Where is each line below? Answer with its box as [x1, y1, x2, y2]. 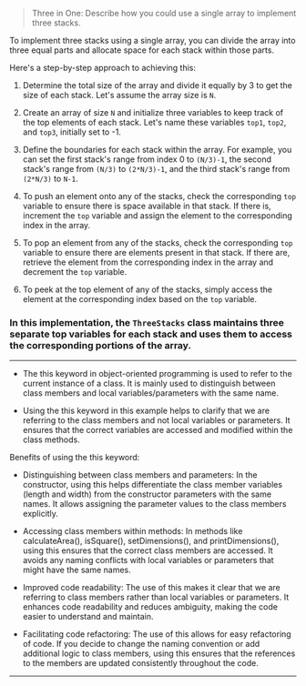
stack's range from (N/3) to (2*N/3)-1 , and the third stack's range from [22, 164, 291, 174]
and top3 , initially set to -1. [22, 126, 121, 137]
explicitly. [22, 509, 59, 520]
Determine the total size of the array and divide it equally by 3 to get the [22, 80, 293, 90]
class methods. [22, 434, 80, 445]
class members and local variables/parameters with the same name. [22, 388, 280, 398]
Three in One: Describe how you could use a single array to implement [31, 8, 297, 18]
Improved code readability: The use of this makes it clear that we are [22, 582, 280, 593]
